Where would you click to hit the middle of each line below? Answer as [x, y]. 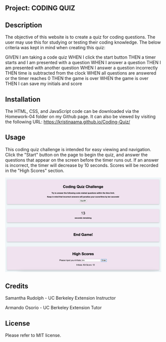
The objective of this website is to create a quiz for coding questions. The [80, 37]
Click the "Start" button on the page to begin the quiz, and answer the [76, 155]
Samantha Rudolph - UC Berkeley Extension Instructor [60, 298]
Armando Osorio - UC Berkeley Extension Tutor [54, 308]
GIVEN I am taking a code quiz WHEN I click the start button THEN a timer [81, 57]
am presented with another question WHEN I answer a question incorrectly [82, 68]
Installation [23, 99]
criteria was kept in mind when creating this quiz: [55, 48]
